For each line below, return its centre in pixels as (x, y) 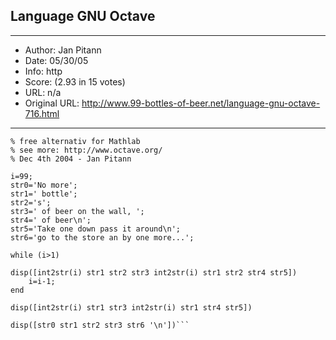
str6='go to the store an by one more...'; (102, 237)
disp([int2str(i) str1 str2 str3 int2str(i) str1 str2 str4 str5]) (154, 272)
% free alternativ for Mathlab (75, 141)
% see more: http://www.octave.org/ (86, 150)
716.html (42, 113)
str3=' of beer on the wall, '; (77, 211)
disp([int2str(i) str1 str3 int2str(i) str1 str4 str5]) (131, 307)
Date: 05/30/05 (56, 60)
